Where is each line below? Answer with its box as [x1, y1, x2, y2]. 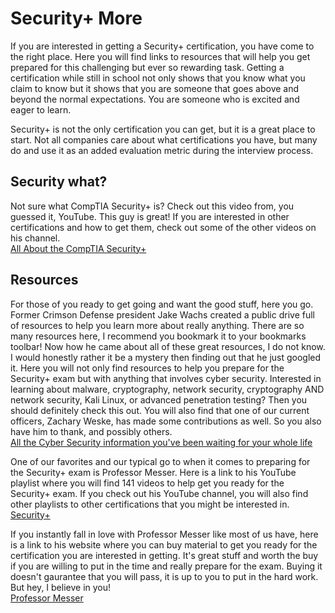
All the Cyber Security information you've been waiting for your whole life [10, 436, 313, 448]
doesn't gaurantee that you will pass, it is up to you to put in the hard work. [10, 570, 319, 582]
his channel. [10, 232, 61, 244]
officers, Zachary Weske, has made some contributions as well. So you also [10, 415, 322, 427]
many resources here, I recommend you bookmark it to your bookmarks [10, 330, 307, 342]
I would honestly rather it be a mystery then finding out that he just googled [10, 351, 322, 363]
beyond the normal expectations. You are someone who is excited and [10, 93, 300, 105]
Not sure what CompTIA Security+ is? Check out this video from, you [10, 200, 295, 212]
